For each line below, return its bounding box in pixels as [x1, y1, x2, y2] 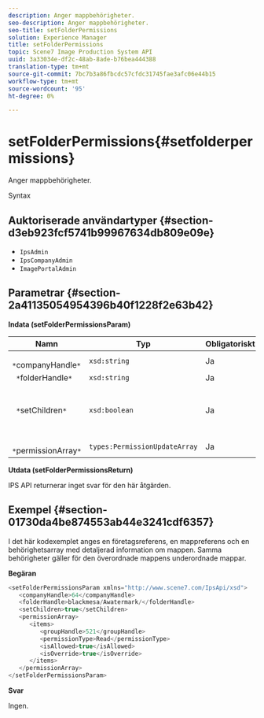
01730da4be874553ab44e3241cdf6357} [8, 516, 214, 529]
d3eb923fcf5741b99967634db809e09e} [8, 226, 214, 239]
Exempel [8, 503, 52, 516]
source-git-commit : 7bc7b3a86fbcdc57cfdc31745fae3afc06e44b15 [8, 70, 216, 78]
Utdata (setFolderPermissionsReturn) [8, 465, 134, 475]
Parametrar [8, 287, 65, 300]
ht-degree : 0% [8, 92, 55, 100]
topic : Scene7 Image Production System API [8, 48, 153, 56]
